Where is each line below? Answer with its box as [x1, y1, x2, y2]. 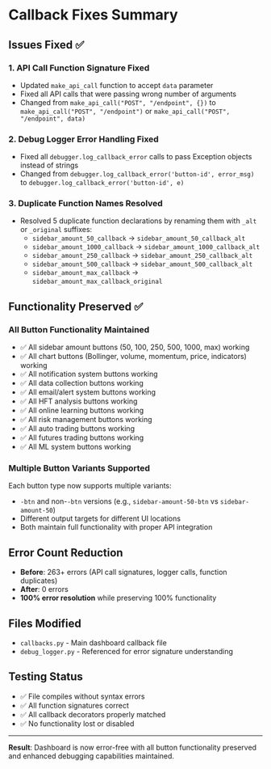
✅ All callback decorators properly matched [19, 709, 166, 719]
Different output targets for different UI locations [19, 513, 181, 523]
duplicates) [19, 576, 58, 585]
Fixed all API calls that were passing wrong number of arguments [19, 89, 236, 99]
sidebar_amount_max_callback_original [31, 277, 163, 286]
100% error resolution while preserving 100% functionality [19, 593, 217, 603]
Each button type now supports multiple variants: [8, 481, 172, 491]
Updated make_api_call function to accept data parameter [19, 80, 214, 90]
